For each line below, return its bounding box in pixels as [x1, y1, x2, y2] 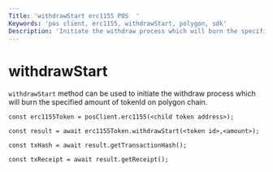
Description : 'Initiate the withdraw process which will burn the [8, 27, 238, 35]
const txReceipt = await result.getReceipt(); [8, 156, 169, 164]
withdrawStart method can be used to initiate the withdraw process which [8, 88, 256, 98]
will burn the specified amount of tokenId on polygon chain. [8, 97, 208, 107]
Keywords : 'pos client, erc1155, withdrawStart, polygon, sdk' [8, 19, 227, 28]
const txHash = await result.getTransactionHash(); [8, 141, 187, 150]
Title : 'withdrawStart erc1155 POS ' [8, 11, 140, 20]
